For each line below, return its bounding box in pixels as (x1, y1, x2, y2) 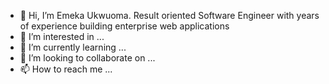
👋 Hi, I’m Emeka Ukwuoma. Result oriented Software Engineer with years (19, 10, 320, 21)
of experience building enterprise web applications (19, 20, 230, 32)
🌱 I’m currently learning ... (19, 41, 127, 53)
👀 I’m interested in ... (19, 31, 105, 42)
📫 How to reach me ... (19, 63, 113, 75)
